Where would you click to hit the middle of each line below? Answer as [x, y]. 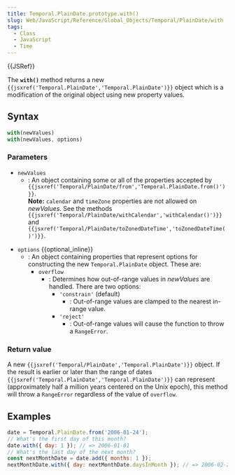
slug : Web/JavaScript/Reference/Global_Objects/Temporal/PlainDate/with [115, 20]
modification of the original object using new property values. [96, 95]
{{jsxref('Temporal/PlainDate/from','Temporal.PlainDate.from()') [127, 186]
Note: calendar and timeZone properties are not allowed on [112, 201]
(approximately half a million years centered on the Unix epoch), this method [117, 387]
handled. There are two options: [95, 286]
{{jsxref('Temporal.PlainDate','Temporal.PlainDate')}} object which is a [115, 87]
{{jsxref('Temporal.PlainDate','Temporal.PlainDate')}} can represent [111, 380]
